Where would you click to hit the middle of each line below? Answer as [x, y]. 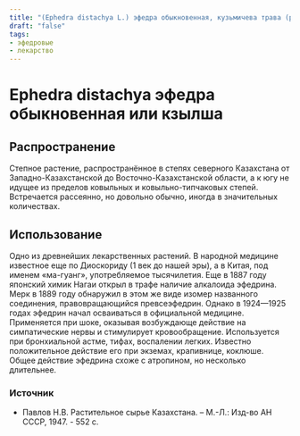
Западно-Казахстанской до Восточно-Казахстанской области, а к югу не [150, 178]
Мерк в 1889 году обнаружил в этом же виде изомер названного [134, 293]
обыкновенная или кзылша [116, 114]
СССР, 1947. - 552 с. [60, 422]
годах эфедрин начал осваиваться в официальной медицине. [127, 313]
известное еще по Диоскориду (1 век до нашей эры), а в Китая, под [139, 265]
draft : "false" [37, 26]
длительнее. [33, 369]
